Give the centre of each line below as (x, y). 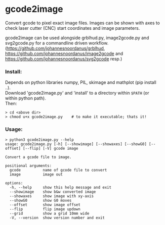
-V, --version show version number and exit (57, 218)
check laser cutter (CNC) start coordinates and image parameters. (72, 28)
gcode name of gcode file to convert (58, 170)
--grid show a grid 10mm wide (50, 213)
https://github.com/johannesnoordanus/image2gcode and (64, 54)
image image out (36, 174)
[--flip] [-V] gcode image (51, 148)
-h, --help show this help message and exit (61, 187)
